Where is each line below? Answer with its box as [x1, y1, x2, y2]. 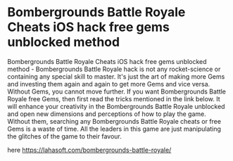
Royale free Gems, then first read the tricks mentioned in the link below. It [7, 94, 220, 103]
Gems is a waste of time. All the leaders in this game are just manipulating [7, 124, 222, 133]
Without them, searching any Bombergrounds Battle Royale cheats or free [7, 117, 222, 125]
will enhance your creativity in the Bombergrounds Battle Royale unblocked [7, 102, 225, 110]
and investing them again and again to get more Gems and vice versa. [7, 79, 210, 88]
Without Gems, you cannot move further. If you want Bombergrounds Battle [7, 87, 227, 96]
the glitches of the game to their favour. [7, 131, 122, 141]
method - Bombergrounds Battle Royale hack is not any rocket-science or [7, 65, 221, 73]
